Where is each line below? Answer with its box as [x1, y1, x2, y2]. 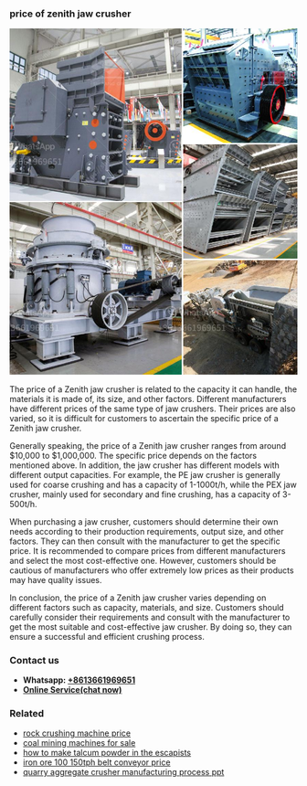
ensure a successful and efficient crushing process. [9, 631, 206, 642]
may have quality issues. [9, 574, 102, 585]
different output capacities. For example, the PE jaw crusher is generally [9, 469, 281, 480]
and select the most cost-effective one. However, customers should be [9, 555, 277, 566]
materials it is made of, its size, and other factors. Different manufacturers [9, 393, 287, 404]
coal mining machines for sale [22, 738, 136, 749]
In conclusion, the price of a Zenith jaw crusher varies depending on [9, 592, 267, 603]
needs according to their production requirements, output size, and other [9, 526, 284, 536]
